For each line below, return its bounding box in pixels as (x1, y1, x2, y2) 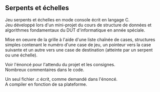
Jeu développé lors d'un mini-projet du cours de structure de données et (5, 22, 152, 28)
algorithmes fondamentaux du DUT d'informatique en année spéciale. (5, 27, 145, 33)
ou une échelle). (5, 52, 38, 58)
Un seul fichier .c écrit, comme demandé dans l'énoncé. (5, 76, 118, 82)
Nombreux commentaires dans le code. (5, 67, 84, 73)
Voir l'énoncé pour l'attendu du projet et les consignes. (5, 61, 116, 67)
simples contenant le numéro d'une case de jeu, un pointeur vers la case (5, 41, 151, 48)
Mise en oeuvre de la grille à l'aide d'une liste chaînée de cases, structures (5, 37, 155, 42)
